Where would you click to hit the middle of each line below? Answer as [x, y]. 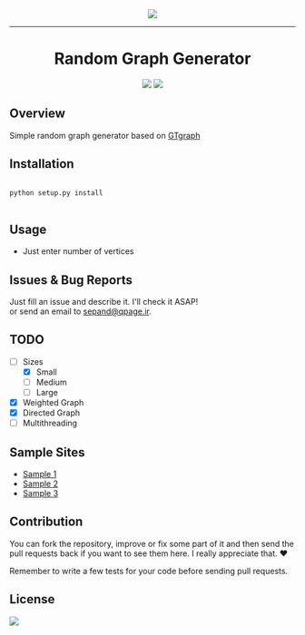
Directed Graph [51, 413]
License [32, 599]
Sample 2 [40, 484]
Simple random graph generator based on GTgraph [105, 135]
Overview [38, 114]
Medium [51, 382]
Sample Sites [47, 452]
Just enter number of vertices [78, 251]
